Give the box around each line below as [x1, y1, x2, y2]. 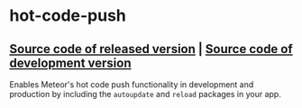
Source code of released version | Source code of [9, 41, 293, 57]
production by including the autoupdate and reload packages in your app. [9, 89, 281, 99]
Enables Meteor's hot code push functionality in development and [9, 79, 254, 90]
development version [9, 55, 132, 70]
